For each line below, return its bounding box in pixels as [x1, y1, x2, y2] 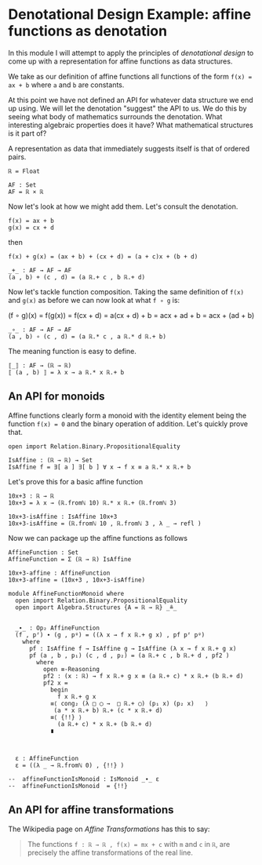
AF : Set [8, 181, 37, 189]
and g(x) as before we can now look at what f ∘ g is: [8, 295, 180, 305]
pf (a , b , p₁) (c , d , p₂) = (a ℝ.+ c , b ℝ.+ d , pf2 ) [28, 651, 230, 659]
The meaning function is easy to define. [8, 346, 137, 356]
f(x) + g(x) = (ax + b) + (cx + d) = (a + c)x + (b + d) [8, 253, 198, 261]
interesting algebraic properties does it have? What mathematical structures [8, 120, 253, 130]
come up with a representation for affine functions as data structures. [8, 57, 233, 66]
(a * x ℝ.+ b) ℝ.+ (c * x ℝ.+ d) [53, 706, 163, 714]
